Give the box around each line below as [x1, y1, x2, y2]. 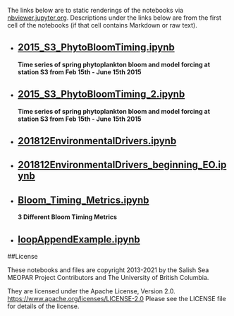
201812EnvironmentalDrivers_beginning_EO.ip [17, 159, 227, 171]
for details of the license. [7, 302, 80, 310]
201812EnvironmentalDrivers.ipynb [17, 135, 177, 147]
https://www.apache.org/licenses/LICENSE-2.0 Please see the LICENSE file [7, 295, 227, 303]
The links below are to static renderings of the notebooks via [7, 6, 184, 14]
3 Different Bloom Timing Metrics [17, 213, 118, 221]
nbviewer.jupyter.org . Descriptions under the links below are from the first [7, 13, 222, 22]
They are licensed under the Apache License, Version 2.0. [7, 287, 176, 295]
